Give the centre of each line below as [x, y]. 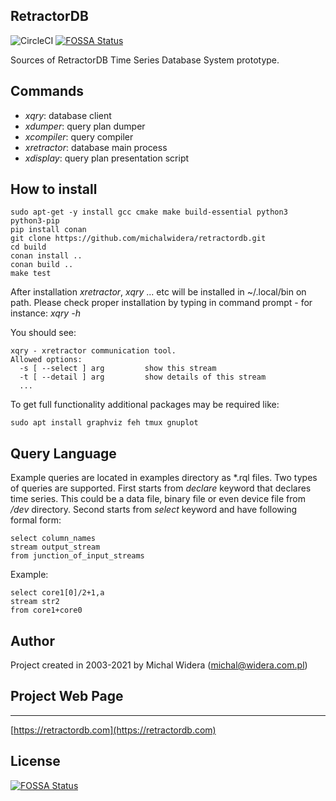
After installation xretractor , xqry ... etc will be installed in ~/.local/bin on [158, 292]
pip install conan [48, 230]
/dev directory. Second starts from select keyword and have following [154, 510]
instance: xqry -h [45, 313]
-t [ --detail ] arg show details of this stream [143, 377]
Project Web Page [67, 696]
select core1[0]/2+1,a [57, 593]
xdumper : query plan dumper [85, 126]
